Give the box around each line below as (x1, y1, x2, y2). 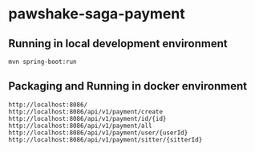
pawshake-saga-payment (8, 5, 186, 23)
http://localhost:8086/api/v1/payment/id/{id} (8, 114, 167, 122)
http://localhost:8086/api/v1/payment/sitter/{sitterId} (8, 135, 203, 144)
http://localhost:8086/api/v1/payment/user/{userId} (8, 129, 188, 137)
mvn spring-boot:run (8, 58, 78, 66)
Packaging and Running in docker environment (8, 79, 247, 93)
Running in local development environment (8, 37, 228, 50)
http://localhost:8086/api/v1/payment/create (8, 107, 163, 116)
